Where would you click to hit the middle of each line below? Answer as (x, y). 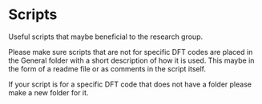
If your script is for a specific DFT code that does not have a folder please (130, 84)
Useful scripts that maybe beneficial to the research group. (106, 37)
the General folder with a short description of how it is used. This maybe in (131, 60)
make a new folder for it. (48, 92)
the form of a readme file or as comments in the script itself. (107, 68)
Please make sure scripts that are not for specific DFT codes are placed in (131, 52)
